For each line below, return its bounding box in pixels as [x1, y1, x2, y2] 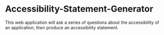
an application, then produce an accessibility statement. [5, 24, 119, 30]
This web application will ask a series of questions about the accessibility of [5, 19, 159, 25]
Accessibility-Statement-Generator [5, 3, 154, 15]
